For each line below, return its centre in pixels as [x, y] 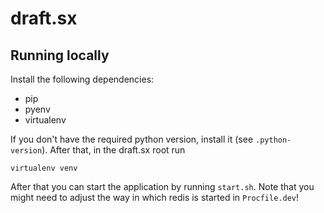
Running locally [60, 55]
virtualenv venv [44, 168]
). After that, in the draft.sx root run [113, 150]
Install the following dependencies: [82, 79]
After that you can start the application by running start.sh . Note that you [162, 186]
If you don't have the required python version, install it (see [132, 139]
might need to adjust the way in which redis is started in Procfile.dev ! [154, 197]
